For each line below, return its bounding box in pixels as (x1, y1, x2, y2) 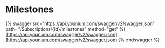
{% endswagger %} (118, 37, 160, 43)
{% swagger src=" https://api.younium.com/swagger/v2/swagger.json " (5, 20, 155, 27)
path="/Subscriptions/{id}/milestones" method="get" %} (5, 26, 126, 32)
